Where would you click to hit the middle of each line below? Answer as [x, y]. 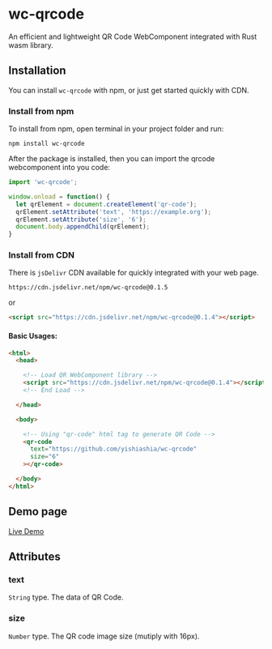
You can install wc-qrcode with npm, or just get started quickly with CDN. [129, 90]
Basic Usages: [33, 335]
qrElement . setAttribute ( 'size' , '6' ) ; [81, 220]
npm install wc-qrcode [47, 144]
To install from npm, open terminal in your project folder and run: [116, 129]
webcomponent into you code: [59, 168]
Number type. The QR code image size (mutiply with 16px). [104, 636]
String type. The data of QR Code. [66, 597]
